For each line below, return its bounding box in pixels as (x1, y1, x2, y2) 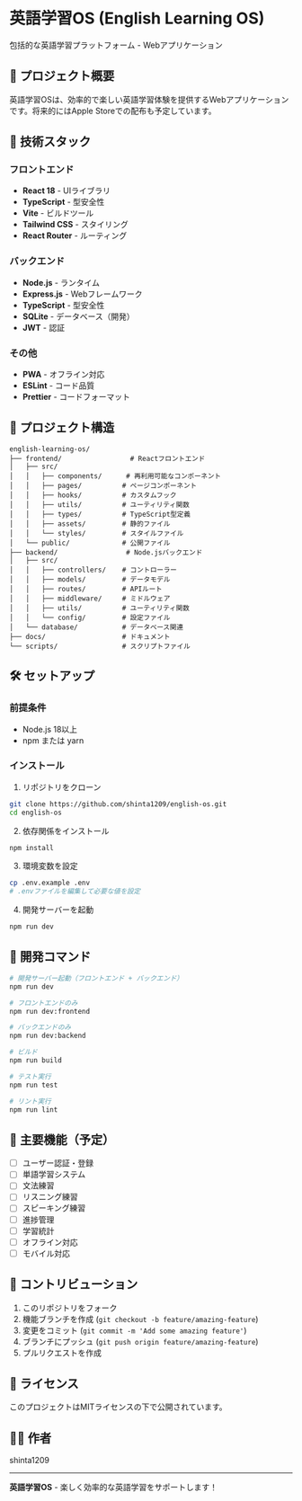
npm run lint (9, 1105, 58, 1115)
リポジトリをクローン (22, 781, 102, 792)
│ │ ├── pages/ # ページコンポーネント (9, 481, 198, 490)
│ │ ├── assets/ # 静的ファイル (9, 519, 171, 528)
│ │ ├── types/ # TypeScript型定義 (9, 510, 191, 519)
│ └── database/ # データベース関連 (9, 622, 184, 632)
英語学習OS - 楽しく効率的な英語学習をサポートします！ (9, 1482, 218, 1493)
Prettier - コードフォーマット (22, 392, 130, 403)
